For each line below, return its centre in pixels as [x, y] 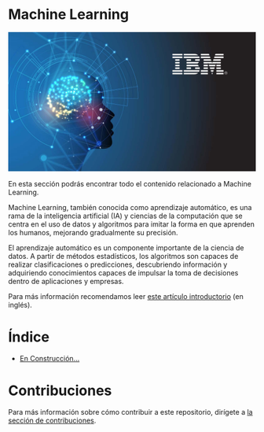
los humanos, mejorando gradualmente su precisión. [93, 233]
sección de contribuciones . [52, 421]
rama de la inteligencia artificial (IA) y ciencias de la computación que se [125, 216]
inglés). [20, 305]
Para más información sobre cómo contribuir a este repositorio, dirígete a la [130, 412]
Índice [29, 337]
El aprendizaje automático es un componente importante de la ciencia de [126, 248]
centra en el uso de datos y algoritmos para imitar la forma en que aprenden [132, 224]
